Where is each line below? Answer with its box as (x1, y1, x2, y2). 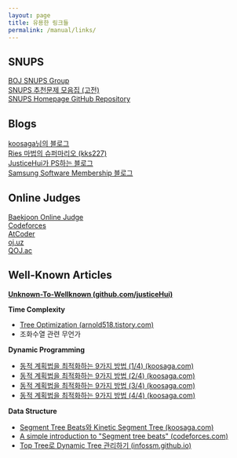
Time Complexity (8, 304, 65, 314)
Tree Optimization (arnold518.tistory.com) (19, 320, 155, 329)
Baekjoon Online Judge (8, 212, 84, 222)
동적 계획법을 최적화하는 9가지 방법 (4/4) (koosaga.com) (19, 390, 196, 400)
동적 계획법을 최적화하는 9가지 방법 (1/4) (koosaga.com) (19, 361, 195, 370)
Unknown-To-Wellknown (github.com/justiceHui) (8, 289, 173, 299)
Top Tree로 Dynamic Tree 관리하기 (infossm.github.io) (19, 441, 192, 450)
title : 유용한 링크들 (8, 19, 69, 27)
